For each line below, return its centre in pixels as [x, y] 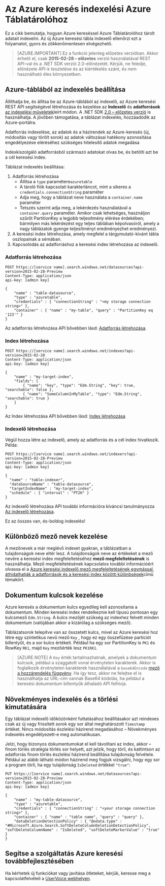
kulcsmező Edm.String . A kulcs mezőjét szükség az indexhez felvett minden [82, 618]
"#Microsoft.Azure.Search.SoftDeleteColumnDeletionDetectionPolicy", [78, 826]
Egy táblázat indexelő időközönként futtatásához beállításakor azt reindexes [82, 719]
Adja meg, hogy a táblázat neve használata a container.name [81, 197]
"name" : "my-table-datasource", [48, 800]
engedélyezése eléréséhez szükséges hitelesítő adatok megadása [72, 142]
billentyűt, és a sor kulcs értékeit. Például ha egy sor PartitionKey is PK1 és [80, 643]
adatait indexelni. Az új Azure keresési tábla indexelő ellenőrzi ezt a [73, 38]
